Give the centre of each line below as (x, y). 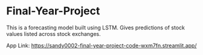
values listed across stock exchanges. (53, 33)
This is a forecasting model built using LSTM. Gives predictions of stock (96, 27)
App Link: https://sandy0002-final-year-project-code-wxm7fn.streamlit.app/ (101, 45)
